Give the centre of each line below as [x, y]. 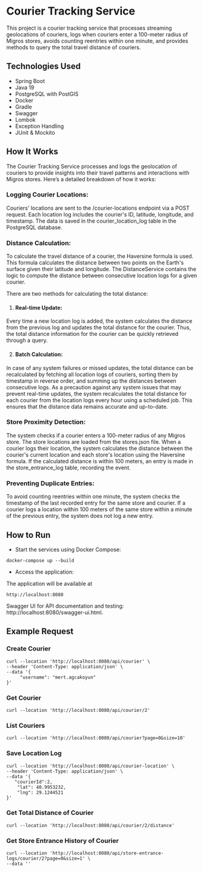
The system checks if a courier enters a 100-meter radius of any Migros [96, 435]
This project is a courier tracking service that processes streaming [89, 28]
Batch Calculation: [39, 354]
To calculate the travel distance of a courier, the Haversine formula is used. [100, 257]
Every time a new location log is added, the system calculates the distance [99, 321]
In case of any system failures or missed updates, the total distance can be [100, 367]
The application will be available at [49, 583]
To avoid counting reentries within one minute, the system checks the [93, 497]
